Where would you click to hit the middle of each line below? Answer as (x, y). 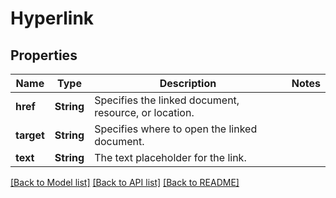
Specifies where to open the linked (176, 129)
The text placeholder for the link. (170, 157)
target (30, 135)
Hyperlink (52, 18)
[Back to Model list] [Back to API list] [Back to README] (125, 182)
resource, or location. (144, 112)
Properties (44, 55)
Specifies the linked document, (167, 100)
